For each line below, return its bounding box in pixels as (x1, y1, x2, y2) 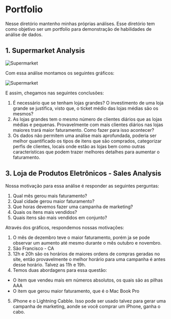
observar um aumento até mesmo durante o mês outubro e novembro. (12, 240, 162, 246)
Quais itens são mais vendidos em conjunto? (12, 214, 107, 221)
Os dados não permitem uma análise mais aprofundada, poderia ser (12, 132, 157, 138)
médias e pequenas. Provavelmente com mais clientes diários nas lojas (12, 122, 163, 128)
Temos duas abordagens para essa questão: (12, 267, 107, 273)
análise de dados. (5, 31, 43, 37)
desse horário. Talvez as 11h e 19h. (12, 262, 86, 268)
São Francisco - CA (12, 245, 54, 251)
